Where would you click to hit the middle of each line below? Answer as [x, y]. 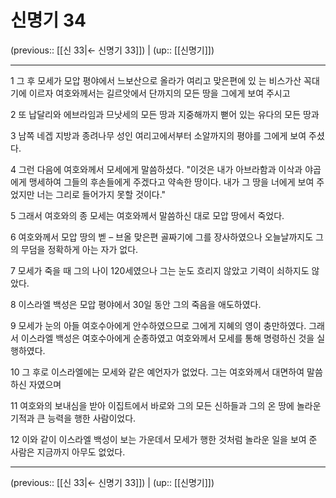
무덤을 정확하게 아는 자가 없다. [79, 249]
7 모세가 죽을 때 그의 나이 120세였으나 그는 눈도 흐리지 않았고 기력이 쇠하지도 [160, 270]
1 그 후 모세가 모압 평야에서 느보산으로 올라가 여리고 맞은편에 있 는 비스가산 [156, 80]
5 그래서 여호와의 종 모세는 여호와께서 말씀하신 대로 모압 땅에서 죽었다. [147, 215]
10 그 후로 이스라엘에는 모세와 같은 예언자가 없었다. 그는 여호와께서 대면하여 [157, 372]
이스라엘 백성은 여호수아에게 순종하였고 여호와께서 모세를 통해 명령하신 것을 [167, 338]
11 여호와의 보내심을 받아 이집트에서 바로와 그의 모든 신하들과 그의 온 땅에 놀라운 [166, 405]
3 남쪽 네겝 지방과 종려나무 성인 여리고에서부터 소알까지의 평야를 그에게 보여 [158, 135]
